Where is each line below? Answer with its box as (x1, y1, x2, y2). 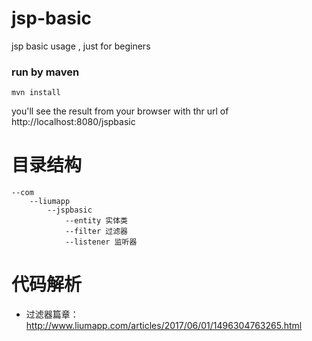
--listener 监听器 (64, 237, 138, 247)
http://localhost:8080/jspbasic (11, 116, 136, 128)
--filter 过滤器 (64, 227, 129, 237)
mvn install (11, 88, 61, 98)
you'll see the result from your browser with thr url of (11, 105, 229, 117)
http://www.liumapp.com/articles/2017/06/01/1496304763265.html (25, 320, 303, 332)
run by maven (11, 65, 80, 79)
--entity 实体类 (64, 216, 129, 226)
